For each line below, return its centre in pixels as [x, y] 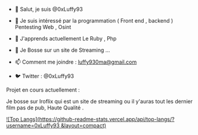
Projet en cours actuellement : [43, 90]
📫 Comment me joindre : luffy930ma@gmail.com [76, 62]
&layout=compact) [83, 125]
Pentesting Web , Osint [43, 27]
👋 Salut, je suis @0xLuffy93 [49, 9]
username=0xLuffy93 [33, 125]
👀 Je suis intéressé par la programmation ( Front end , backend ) [94, 21]
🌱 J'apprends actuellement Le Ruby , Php [66, 38]
